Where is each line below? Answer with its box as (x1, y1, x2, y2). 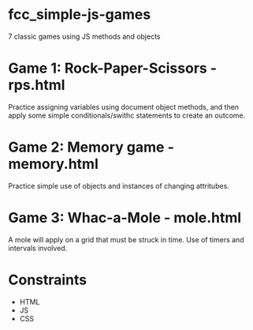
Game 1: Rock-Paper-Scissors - (8, 59, 218, 77)
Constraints (8, 271, 87, 289)
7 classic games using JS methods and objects (8, 32, 161, 41)
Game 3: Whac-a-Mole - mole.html (8, 209, 242, 227)
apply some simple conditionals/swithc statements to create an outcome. (8, 111, 246, 120)
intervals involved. (8, 243, 68, 253)
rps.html (8, 77, 65, 94)
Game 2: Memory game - (8, 138, 175, 156)
